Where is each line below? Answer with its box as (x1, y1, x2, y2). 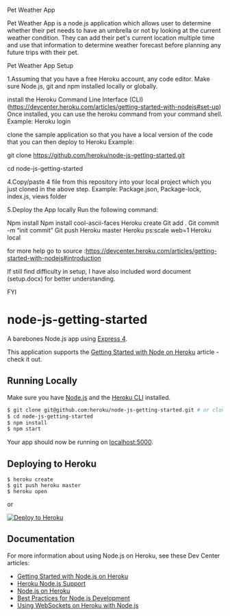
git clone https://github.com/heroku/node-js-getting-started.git (7, 151, 185, 159)
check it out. (7, 355, 42, 363)
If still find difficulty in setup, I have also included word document (7, 268, 192, 275)
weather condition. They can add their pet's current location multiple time (7, 34, 215, 42)
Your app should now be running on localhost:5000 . (7, 438, 154, 447)
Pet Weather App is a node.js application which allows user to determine (7, 19, 212, 27)
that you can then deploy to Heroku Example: (7, 138, 135, 146)
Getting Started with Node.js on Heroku (16, 572, 129, 580)
